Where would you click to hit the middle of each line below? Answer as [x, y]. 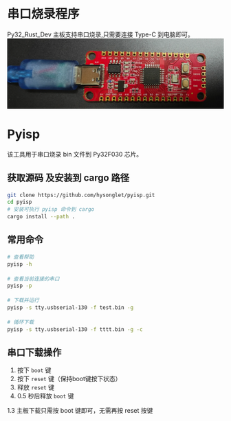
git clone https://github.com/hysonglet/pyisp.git [81, 195]
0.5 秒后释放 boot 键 [45, 396]
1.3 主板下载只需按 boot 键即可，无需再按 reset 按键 [80, 411]
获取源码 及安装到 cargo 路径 [68, 178]
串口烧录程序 [44, 14]
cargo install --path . [41, 217]
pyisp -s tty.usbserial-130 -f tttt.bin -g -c [75, 329]
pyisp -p [20, 286]
